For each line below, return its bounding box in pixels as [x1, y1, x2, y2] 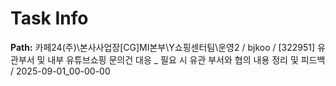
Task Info [10, 7, 89, 30]
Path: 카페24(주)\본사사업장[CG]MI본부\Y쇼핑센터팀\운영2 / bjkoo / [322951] [10, 41, 316, 53]
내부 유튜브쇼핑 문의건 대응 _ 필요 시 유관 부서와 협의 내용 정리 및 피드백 [47, 53, 326, 66]
